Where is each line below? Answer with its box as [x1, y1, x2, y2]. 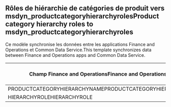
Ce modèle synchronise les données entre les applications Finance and [5, 41, 155, 47]
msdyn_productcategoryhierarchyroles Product [5, 12, 159, 21]
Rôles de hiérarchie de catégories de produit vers [5, 4, 165, 13]
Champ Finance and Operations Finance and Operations [28, 70, 167, 78]
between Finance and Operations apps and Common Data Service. [5, 52, 146, 58]
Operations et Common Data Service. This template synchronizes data [5, 47, 152, 53]
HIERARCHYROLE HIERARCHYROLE [8, 93, 93, 100]
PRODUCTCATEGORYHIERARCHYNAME [8, 85, 104, 92]
